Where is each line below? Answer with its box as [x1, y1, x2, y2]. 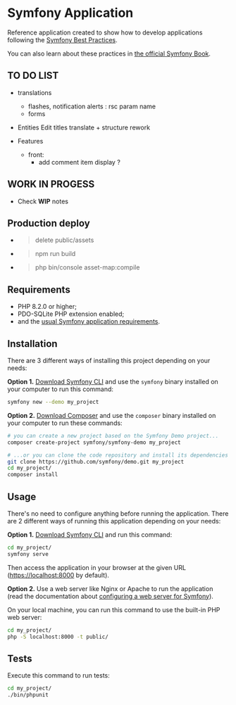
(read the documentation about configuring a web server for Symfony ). [7, 592, 213, 600]
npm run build [35, 250, 76, 258]
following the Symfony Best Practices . [7, 35, 118, 44]
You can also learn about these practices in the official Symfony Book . [7, 49, 211, 58]
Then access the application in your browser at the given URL [7, 563, 187, 571]
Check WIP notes [17, 197, 69, 205]
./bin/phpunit [7, 692, 49, 699]
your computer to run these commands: [7, 419, 123, 427]
